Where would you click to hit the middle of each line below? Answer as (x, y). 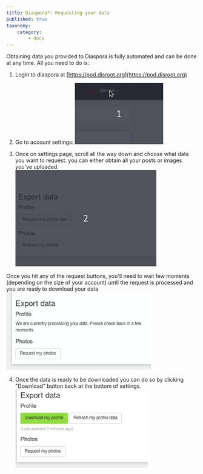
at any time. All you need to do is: (48, 63)
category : (30, 32)
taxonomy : (19, 25)
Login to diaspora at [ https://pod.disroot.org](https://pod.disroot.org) (101, 75)
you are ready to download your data (52, 289)
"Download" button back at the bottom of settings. (78, 386)
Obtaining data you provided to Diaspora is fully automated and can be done (101, 56)
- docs (36, 39)
